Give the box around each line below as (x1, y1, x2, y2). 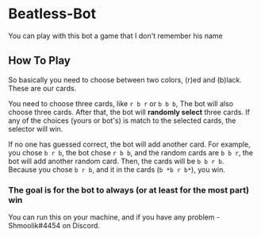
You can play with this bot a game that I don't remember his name (8, 31, 224, 40)
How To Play (8, 54, 71, 67)
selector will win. (8, 124, 63, 133)
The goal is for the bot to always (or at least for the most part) (8, 184, 250, 195)
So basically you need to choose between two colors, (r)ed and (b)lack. (8, 75, 242, 84)
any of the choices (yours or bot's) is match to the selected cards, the (8, 116, 236, 125)
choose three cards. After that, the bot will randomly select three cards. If (8, 107, 251, 117)
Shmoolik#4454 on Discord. (8, 221, 101, 231)
